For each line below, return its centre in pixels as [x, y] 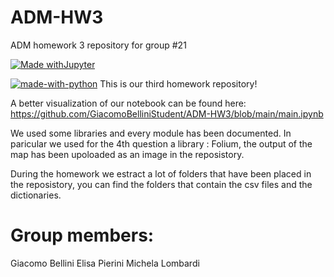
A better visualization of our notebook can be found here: [128, 103]
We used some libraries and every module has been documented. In [151, 133]
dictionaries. [36, 195]
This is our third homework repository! [178, 83]
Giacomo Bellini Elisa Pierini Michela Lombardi [105, 263]
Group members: [82, 235]
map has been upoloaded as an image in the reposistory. [127, 154]
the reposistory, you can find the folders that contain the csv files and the [161, 184]
